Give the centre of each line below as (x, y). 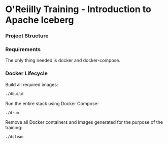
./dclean (14, 137)
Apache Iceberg (40, 20)
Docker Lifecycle (27, 73)
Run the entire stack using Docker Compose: (52, 103)
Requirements (23, 50)
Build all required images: (32, 84)
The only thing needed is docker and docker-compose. (63, 60)
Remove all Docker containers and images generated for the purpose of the (84, 122)
